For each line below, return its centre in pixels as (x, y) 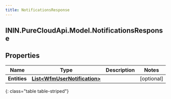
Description (120, 70)
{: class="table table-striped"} (37, 91)
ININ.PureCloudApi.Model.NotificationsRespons (84, 31)
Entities (17, 78)
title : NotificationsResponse (38, 10)
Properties (23, 56)
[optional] (152, 78)
